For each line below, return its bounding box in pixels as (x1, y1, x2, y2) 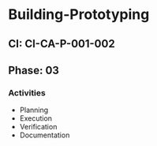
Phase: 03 (8, 63, 59, 77)
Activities (8, 87, 46, 98)
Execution (19, 114, 53, 123)
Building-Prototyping (8, 6, 150, 24)
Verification (19, 122, 58, 132)
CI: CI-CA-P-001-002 (8, 37, 116, 51)
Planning (19, 105, 49, 115)
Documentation (19, 130, 70, 140)
